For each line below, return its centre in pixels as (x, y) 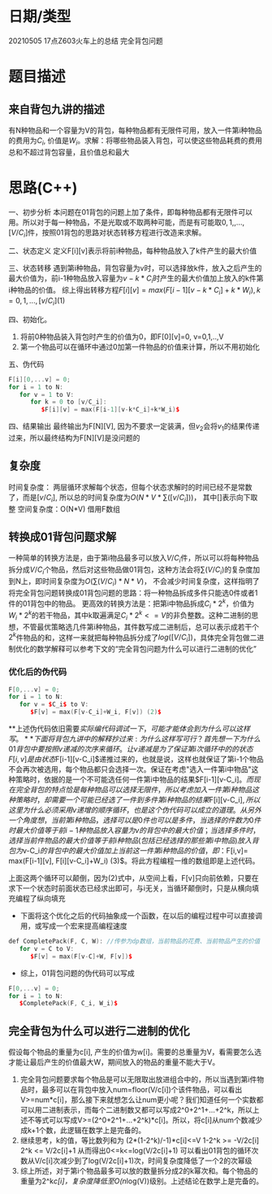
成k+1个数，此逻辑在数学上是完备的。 (83, 1131)
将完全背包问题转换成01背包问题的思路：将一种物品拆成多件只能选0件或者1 (133, 593)
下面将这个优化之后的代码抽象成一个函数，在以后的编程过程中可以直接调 (141, 915)
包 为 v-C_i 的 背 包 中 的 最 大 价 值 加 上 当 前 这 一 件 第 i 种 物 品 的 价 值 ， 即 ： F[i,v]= (129, 850)
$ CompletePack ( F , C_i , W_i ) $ (68, 1004)
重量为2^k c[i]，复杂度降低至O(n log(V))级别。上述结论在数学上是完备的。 (142, 1181)
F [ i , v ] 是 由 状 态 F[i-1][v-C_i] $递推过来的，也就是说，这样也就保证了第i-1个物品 (136, 759)
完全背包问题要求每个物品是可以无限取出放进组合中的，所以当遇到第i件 (138, 1079)
